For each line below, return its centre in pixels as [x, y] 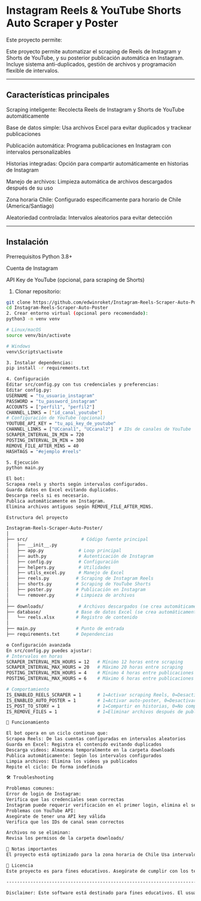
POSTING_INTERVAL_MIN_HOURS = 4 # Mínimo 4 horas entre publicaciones [100, 673]
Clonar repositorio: [38, 291]
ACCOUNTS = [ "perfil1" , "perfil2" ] [51, 407]
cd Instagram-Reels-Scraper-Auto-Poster [57, 308]
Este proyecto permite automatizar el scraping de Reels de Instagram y [94, 51]
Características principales [58, 95]
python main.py [25, 468]
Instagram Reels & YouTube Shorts [94, 10]
